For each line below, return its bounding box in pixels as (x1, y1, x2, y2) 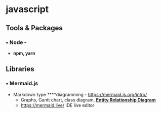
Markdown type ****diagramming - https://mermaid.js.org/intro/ (13, 91, 147, 97)
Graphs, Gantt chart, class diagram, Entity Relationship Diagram (20, 97, 156, 103)
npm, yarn (13, 50, 35, 56)
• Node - (6, 39, 27, 46)
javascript (6, 4, 49, 15)
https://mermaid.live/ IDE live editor (20, 102, 95, 108)
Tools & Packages (6, 24, 63, 32)
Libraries (6, 65, 34, 74)
